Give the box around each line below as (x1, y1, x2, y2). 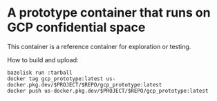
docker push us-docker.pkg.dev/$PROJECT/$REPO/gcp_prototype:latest (7, 87, 209, 94)
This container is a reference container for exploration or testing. (7, 42, 191, 50)
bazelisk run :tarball (7, 69, 73, 76)
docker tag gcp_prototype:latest (7, 75, 104, 82)
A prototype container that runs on (7, 5, 211, 21)
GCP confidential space (7, 19, 146, 35)
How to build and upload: (7, 55, 79, 64)
